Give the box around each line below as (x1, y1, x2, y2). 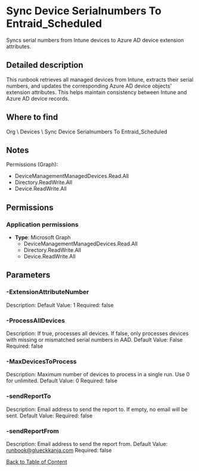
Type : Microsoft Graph (14, 234, 71, 241)
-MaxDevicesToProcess (6, 357, 77, 366)
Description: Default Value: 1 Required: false (6, 301, 114, 308)
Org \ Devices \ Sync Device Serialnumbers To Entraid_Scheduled (6, 128, 168, 135)
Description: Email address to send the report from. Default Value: (6, 440, 168, 447)
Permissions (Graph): (6, 161, 58, 168)
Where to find (6, 112, 58, 123)
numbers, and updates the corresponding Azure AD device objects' (6, 82, 172, 89)
